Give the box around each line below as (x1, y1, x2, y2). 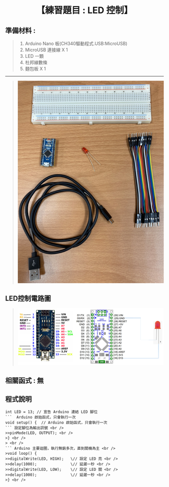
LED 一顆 (25, 53, 44, 59)
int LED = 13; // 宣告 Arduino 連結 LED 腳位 (5, 409, 98, 414)
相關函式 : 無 (5, 376, 44, 385)
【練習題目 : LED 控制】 (36, 5, 133, 16)
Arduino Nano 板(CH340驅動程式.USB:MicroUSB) (25, 41, 128, 46)
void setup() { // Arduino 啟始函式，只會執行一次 (5, 420, 108, 426)
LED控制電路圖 (5, 294, 51, 303)
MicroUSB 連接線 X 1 (25, 47, 68, 53)
